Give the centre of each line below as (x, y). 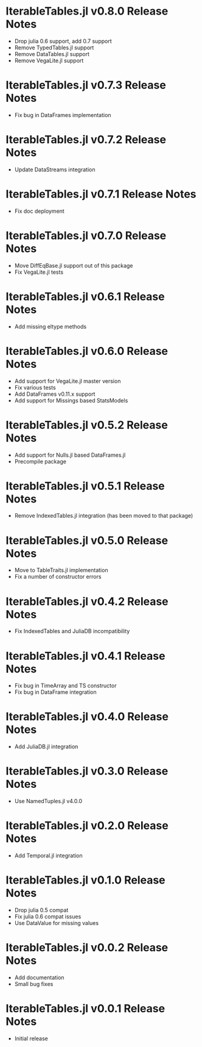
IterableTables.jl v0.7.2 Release (86, 140)
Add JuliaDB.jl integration (46, 747)
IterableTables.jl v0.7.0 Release (86, 235)
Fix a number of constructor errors (58, 577)
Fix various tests (35, 387)
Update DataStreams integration (55, 170)
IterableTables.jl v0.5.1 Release (85, 486)
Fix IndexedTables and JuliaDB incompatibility (72, 631)
